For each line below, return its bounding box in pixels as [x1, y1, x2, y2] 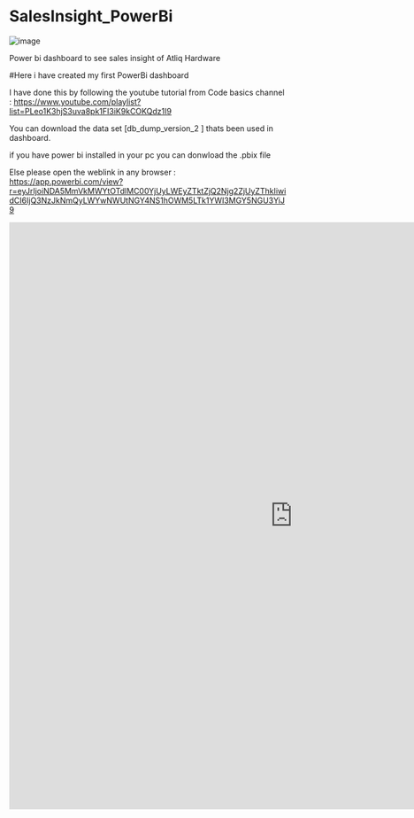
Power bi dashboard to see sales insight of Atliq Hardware [9, 52, 221, 63]
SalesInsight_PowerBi [9, 6, 173, 27]
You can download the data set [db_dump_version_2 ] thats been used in [9, 122, 274, 134]
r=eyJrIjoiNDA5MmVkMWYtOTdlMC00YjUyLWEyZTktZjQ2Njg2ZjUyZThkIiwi [9, 185, 287, 196]
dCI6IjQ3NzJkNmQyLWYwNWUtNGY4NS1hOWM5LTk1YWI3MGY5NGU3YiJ [9, 195, 286, 206]
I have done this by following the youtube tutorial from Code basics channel [9, 87, 285, 97]
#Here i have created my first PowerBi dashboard [9, 69, 189, 81]
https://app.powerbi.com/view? [9, 175, 124, 187]
